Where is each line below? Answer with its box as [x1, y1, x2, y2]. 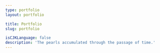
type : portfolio [5, 7, 40, 13]
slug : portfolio [5, 26, 40, 31]
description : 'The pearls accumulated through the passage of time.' [5, 40, 156, 45]
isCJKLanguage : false [5, 35, 51, 41]
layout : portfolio [5, 12, 44, 17]
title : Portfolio [5, 21, 42, 26]
